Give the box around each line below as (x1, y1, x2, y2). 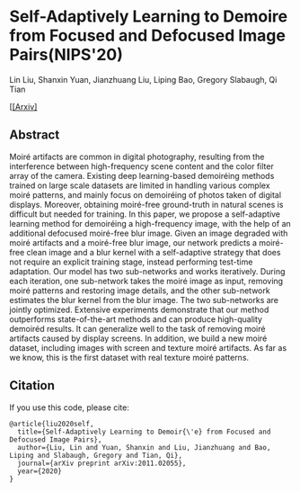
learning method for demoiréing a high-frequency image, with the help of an (9, 218, 292, 228)
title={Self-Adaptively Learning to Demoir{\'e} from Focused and (17, 427, 271, 436)
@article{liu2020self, (9, 419, 94, 428)
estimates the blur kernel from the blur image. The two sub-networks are (9, 294, 279, 305)
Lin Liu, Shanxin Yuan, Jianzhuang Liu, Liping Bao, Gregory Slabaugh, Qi (9, 74, 278, 85)
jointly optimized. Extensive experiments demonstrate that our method (9, 304, 269, 315)
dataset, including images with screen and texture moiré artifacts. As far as (9, 342, 287, 353)
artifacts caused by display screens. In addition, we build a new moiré (9, 333, 268, 344)
